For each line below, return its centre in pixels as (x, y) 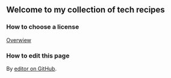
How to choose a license (43, 27)
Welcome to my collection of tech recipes (86, 10)
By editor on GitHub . (32, 68)
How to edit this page (38, 55)
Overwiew (19, 40)
